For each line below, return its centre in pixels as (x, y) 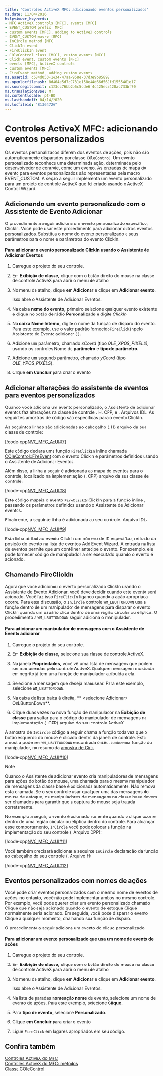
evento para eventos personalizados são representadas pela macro (72, 173)
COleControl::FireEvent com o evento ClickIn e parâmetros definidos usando (81, 456)
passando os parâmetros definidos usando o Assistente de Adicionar (74, 505)
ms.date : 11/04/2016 (26, 14)
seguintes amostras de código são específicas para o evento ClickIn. (74, 417)
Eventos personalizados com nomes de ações (76, 881)
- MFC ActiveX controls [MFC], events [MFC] (51, 23)
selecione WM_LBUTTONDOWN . (38, 688)
